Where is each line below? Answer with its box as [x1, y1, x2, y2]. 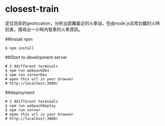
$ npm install [5, 46, 34, 50]
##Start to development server [5, 54, 67, 60]
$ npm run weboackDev [5, 68, 50, 73]
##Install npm [5, 36, 33, 42]
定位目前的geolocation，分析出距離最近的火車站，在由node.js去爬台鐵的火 [5, 20, 156, 26]
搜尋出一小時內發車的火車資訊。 [18, 26, 82, 32]
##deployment [5, 89, 35, 95]
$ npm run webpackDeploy [5, 103, 56, 108]
